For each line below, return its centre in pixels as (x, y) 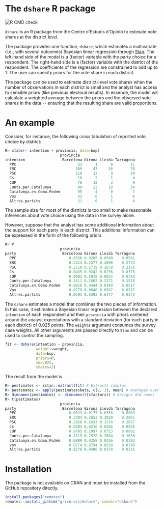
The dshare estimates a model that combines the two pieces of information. (81, 304)
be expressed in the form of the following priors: (54, 235)
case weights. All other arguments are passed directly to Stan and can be (79, 330)
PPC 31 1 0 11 (72, 164)
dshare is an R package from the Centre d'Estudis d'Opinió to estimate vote (81, 31)
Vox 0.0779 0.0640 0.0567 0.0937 (72, 290)
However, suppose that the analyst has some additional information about (80, 225)
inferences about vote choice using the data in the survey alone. (70, 215)
